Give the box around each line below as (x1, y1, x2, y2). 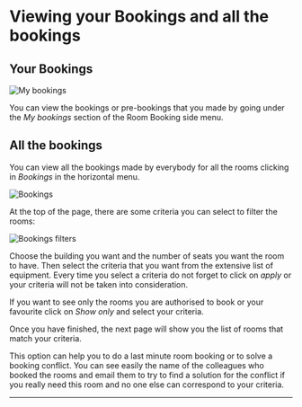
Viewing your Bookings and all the (9, 6, 270, 27)
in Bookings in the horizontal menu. (9, 171, 140, 181)
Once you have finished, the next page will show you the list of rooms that (9, 323, 284, 334)
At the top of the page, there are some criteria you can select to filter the (9, 206, 279, 217)
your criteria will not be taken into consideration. (9, 279, 189, 289)
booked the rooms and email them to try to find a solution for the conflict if (9, 369, 286, 380)
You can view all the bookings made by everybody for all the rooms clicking (9, 162, 289, 173)
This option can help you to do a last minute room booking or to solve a (9, 350, 273, 361)
